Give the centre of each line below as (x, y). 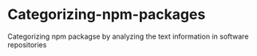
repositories (27, 44)
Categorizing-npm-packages (107, 15)
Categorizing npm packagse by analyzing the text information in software (128, 36)
